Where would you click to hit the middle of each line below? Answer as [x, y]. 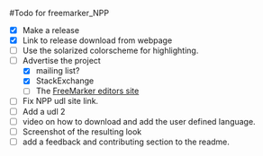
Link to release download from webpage [97, 40]
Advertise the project [61, 61]
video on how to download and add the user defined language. [139, 121]
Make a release [50, 30]
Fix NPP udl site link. [60, 101]
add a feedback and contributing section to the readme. [126, 142]
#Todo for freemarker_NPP [59, 13]
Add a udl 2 [44, 111]
